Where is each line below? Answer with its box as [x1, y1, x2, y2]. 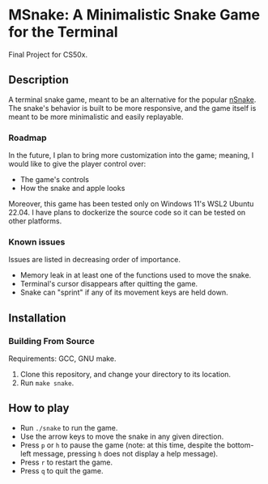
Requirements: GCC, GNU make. [8, 354, 117, 363]
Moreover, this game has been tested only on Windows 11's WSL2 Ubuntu [8, 199, 254, 209]
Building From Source [8, 335, 95, 346]
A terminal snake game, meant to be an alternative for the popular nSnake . [8, 95, 257, 104]
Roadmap [8, 132, 47, 143]
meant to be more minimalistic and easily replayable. [8, 112, 184, 121]
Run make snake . [19, 378, 74, 388]
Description [8, 73, 69, 87]
